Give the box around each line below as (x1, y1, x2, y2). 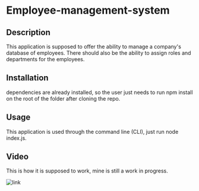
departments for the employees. (6, 56, 85, 62)
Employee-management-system (6, 4, 170, 17)
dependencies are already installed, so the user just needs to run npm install (6, 89, 193, 96)
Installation (6, 73, 49, 83)
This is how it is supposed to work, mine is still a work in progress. (6, 167, 168, 174)
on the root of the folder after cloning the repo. (6, 95, 121, 102)
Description (6, 27, 50, 37)
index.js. (6, 134, 27, 142)
